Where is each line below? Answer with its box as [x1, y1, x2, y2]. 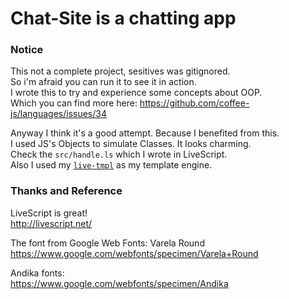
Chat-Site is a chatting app [10, 7, 237, 30]
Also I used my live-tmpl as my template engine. [10, 159, 213, 171]
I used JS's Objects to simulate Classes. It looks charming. [10, 138, 252, 150]
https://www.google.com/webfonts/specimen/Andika [10, 277, 229, 289]
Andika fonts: [10, 267, 65, 279]
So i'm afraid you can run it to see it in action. [10, 76, 197, 88]
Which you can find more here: [10, 97, 138, 109]
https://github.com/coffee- [139, 97, 250, 109]
